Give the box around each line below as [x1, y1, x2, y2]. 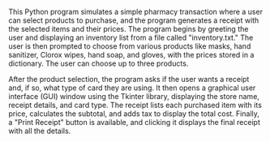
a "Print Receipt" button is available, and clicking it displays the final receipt [8, 118, 261, 127]
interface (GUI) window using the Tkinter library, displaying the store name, [8, 92, 259, 101]
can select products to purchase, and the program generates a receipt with [8, 15, 259, 25]
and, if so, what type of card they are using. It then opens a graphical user [8, 83, 256, 93]
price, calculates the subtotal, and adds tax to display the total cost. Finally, [8, 109, 259, 118]
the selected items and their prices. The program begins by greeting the [8, 24, 249, 33]
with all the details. [8, 126, 71, 136]
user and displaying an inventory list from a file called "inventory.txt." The [8, 32, 254, 42]
